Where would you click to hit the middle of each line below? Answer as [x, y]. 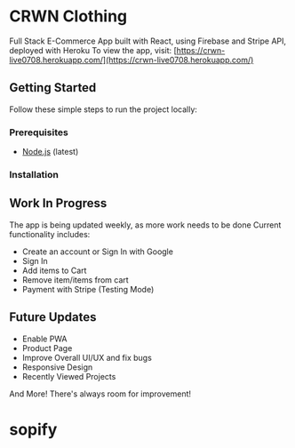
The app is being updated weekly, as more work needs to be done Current [145, 225]
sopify [33, 429]
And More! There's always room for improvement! [100, 394]
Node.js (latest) [50, 152]
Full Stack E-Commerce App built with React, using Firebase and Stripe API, [148, 41]
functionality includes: [50, 234]
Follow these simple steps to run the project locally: [104, 109]
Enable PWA [45, 339]
